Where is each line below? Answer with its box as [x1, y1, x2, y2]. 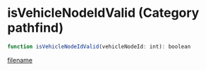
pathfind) [7, 20, 64, 36]
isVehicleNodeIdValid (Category [7, 5, 200, 21]
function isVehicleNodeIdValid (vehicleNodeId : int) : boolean [7, 43, 191, 50]
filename [7, 56, 33, 64]
